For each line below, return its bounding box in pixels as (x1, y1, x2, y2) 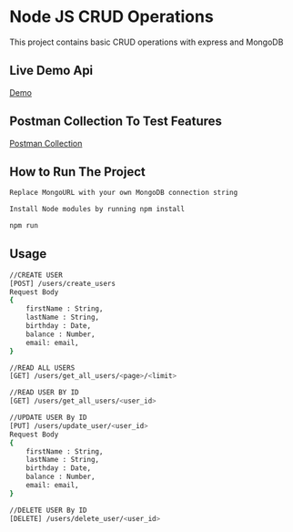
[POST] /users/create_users (9, 279, 116, 288)
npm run (9, 221, 39, 230)
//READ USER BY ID (9, 388, 79, 397)
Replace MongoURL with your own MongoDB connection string (9, 189, 238, 198)
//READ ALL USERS (9, 363, 76, 373)
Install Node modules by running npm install (9, 205, 185, 214)
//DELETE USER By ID (9, 506, 88, 515)
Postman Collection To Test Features (9, 114, 223, 129)
